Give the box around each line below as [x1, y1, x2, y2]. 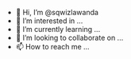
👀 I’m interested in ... [15, 16, 83, 26]
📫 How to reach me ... [15, 42, 90, 51]
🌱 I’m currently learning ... [15, 25, 101, 33]
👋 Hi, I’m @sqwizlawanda [15, 8, 99, 17]
